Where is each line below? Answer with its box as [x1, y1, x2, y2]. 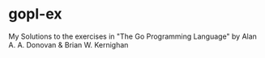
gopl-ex [8, 5, 62, 23]
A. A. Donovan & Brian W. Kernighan [8, 39, 129, 49]
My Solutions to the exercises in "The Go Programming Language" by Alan [8, 31, 258, 41]
